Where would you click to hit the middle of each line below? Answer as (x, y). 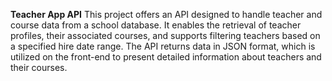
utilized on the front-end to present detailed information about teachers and (166, 57)
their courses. (39, 67)
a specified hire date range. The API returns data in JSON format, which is (163, 46)
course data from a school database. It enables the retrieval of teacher (156, 25)
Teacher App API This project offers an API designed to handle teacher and (166, 14)
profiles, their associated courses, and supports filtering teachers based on (165, 35)
